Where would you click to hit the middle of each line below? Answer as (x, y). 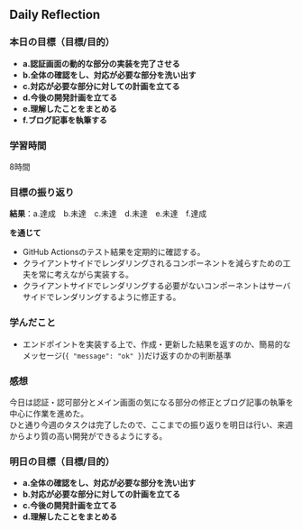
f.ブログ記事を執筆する (65, 120)
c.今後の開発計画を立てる (69, 506)
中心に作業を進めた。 (49, 413)
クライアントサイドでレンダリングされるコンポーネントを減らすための (152, 263)
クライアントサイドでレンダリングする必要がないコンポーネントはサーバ (156, 286)
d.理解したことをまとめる (70, 516)
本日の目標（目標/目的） (62, 42)
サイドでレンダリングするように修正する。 (101, 297)
